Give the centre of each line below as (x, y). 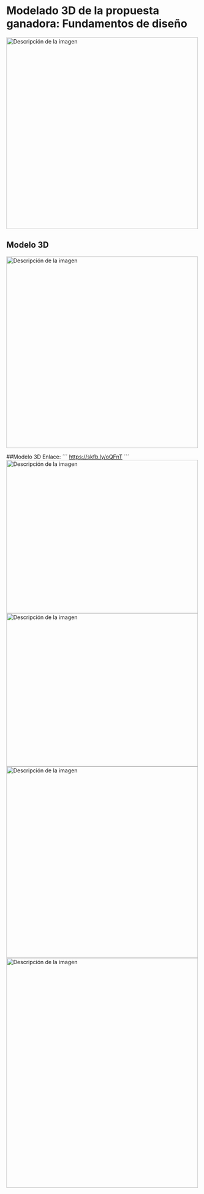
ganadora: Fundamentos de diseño (97, 24)
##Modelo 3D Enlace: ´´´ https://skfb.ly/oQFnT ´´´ (68, 457)
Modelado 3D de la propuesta (83, 11)
